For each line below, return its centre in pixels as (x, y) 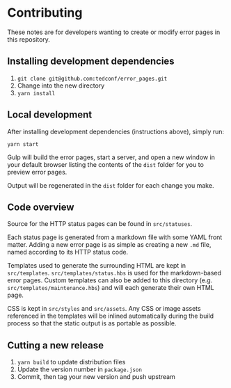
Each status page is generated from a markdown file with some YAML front (115, 237)
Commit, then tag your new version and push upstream (96, 377)
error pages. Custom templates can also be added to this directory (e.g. (110, 280)
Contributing (45, 13)
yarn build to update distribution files (71, 362)
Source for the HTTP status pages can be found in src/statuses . (100, 224)
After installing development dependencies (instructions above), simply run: (116, 131)
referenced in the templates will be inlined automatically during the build (111, 316)
